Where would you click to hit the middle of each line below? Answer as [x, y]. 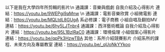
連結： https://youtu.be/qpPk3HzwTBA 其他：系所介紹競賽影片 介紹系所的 [80, 38]
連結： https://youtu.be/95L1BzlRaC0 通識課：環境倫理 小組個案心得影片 [83, 32]
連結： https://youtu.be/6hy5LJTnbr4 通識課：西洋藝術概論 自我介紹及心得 [80, 26]
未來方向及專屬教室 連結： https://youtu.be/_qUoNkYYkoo [72, 44]
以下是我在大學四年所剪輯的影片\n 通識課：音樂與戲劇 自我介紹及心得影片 [80, 7]
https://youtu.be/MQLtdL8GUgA [46, 20]
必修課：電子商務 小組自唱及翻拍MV [121, 20]
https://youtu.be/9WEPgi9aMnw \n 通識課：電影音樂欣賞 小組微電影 [83, 13]
